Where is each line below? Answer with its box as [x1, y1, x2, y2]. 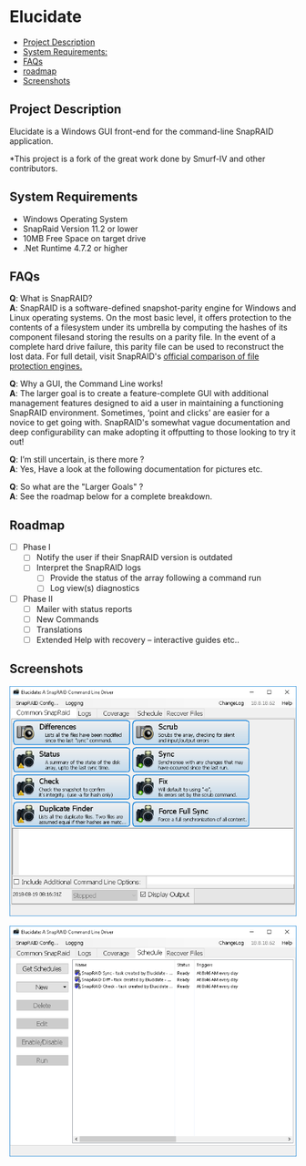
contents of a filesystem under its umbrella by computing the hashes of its [9, 322, 289, 333]
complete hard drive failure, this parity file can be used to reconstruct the [9, 342, 284, 353]
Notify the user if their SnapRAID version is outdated [36, 552, 233, 563]
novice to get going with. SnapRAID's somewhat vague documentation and [9, 417, 291, 428]
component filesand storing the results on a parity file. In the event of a [9, 332, 276, 343]
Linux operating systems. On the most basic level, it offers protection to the [9, 312, 291, 323]
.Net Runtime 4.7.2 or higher [22, 242, 128, 253]
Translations [36, 624, 83, 635]
